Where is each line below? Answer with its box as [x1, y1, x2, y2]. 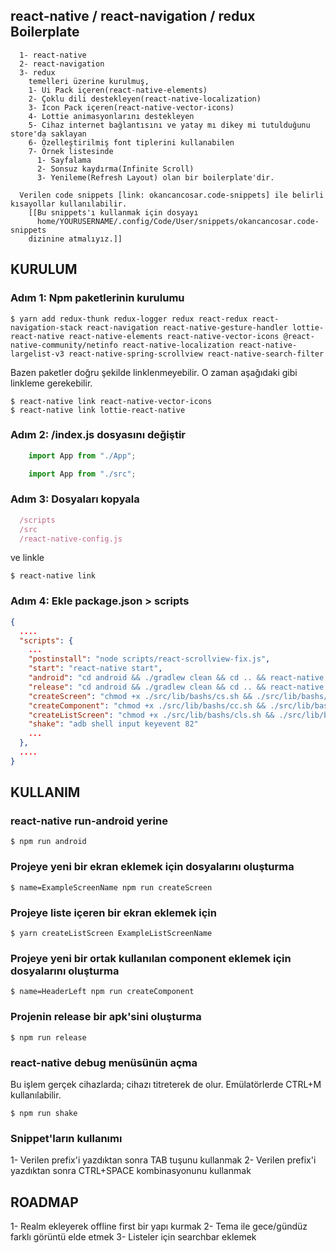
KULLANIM [10, 784, 81, 801]
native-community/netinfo [10, 340, 118, 350]
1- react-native [19, 50, 87, 60]
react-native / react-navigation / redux [10, 8, 256, 25]
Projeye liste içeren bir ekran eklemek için [10, 905, 217, 919]
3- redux [19, 67, 56, 78]
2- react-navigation [19, 59, 105, 69]
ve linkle [10, 552, 45, 564]
